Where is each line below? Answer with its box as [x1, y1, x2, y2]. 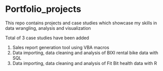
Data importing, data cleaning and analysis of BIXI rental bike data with [12, 50, 158, 56]
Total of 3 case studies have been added [5, 35, 89, 41]
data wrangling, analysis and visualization [5, 25, 91, 31]
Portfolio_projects [5, 3, 81, 15]
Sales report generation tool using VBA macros [12, 44, 109, 50]
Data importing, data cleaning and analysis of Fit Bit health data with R [12, 60, 157, 66]
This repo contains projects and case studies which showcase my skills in [5, 20, 157, 26]
